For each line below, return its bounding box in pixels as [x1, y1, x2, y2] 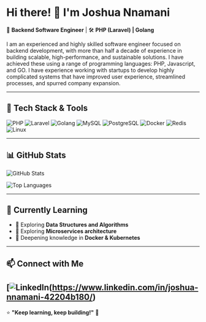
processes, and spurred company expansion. [6, 79, 121, 86]
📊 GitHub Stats [6, 150, 66, 161]
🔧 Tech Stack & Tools [6, 103, 88, 113]
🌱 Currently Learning [6, 205, 88, 215]
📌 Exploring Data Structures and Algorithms [15, 221, 129, 229]
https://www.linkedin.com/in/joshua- [51, 282, 199, 293]
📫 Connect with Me [6, 258, 84, 269]
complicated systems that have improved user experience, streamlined [6, 73, 186, 80]
